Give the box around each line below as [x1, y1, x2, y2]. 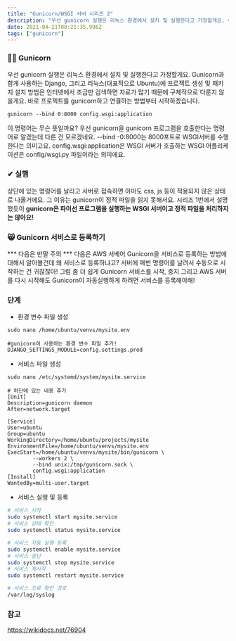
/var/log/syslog [7, 592, 55, 599]
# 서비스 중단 [7, 552, 41, 559]
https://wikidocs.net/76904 [7, 626, 86, 634]
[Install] [7, 474, 37, 481]
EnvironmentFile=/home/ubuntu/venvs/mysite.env [7, 443, 150, 450]
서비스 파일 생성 [17, 360, 61, 368]
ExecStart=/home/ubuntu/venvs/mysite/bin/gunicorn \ [7, 449, 165, 456]
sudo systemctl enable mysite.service [7, 546, 121, 553]
